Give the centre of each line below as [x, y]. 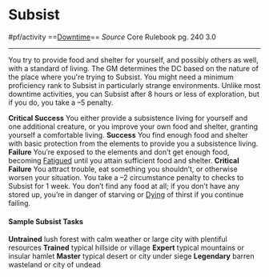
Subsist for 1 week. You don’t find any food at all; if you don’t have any [124, 186]
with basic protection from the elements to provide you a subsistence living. [133, 143]
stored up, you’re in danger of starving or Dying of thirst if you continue [126, 195]
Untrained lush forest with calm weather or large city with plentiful [118, 239]
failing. [19, 203]
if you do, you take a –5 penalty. [61, 102]
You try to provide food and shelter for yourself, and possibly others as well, [133, 60]
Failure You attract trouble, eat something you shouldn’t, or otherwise [123, 169]
